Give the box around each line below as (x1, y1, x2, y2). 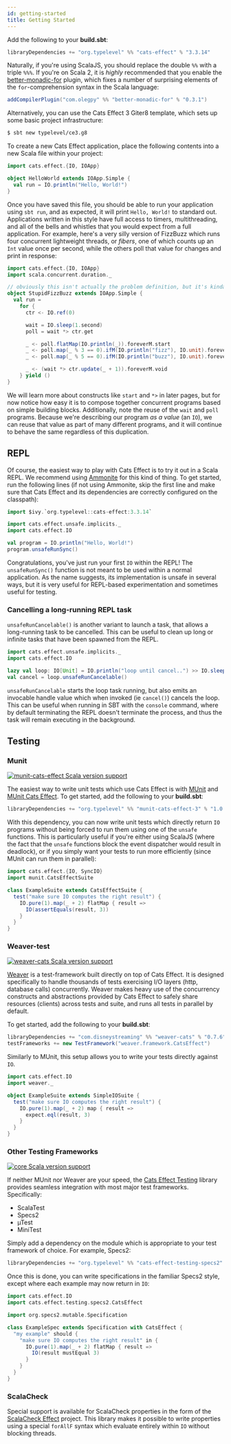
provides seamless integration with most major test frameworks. (7, 1183, 189, 1191)
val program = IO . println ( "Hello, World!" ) (7, 540, 134, 547)
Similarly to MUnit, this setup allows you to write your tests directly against (7, 1053, 219, 1061)
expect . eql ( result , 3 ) (25, 1111, 91, 1118)
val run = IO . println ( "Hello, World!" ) (13, 181, 128, 188)
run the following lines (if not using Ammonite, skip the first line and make (7, 480, 215, 489)
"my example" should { (13, 1330, 78, 1337)
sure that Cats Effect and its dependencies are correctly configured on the (7, 488, 218, 496)
